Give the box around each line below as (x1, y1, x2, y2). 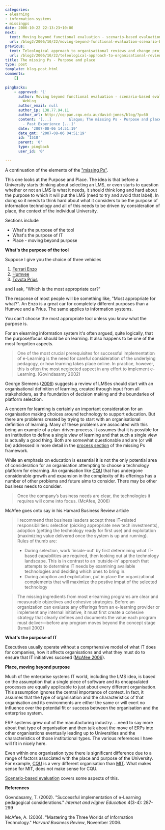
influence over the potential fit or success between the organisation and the (5, 705, 159, 711)
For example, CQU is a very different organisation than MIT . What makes (5, 760, 152, 766)
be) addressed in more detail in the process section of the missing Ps (5, 442, 145, 448)
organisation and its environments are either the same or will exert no (5, 699, 145, 706)
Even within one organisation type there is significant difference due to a (5, 750, 152, 756)
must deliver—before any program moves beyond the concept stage (17, 620, 156, 625)
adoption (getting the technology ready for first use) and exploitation (17, 527, 156, 534)
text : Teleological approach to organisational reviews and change (9, 48, 151, 53)
